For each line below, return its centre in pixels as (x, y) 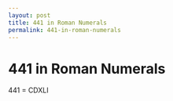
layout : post (29, 15)
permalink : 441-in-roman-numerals (65, 30)
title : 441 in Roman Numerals (58, 23)
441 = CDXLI (28, 90)
